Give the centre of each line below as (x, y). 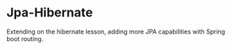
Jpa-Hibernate (50, 13)
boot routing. (25, 38)
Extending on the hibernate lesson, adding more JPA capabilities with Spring (116, 32)
